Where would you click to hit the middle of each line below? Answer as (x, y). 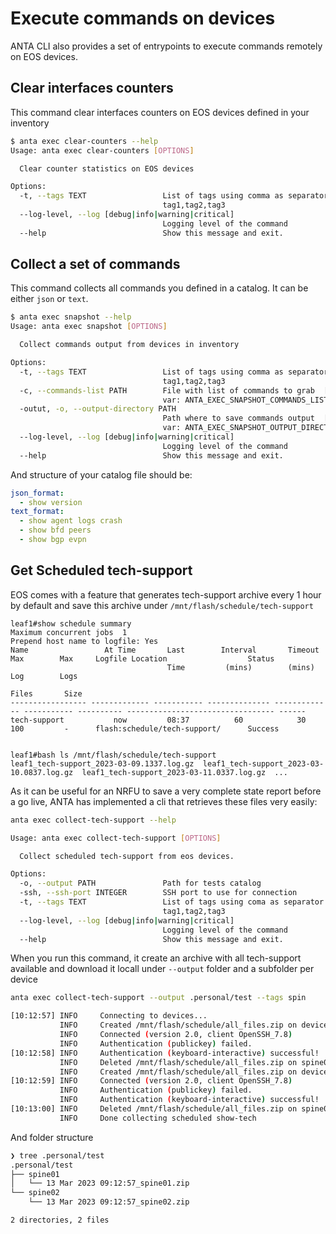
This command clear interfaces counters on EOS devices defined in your (160, 112)
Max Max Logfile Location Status (142, 658)
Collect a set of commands (95, 264)
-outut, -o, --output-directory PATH (98, 409)
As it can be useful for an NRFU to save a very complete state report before (166, 791)
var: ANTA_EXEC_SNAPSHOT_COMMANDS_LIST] (247, 400)
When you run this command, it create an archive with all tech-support (156, 958)
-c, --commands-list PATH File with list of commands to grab (167, 390)
